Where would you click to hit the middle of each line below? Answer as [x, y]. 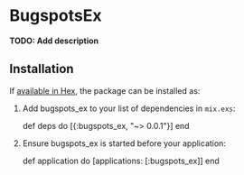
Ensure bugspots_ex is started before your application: [124, 143]
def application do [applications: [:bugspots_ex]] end [121, 161]
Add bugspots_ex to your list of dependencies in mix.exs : [129, 108]
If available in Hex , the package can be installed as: [105, 90]
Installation [42, 69]
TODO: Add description [54, 41]
